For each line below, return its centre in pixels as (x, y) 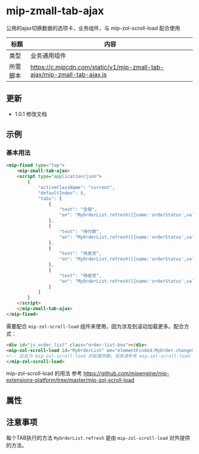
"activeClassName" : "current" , (76, 187)
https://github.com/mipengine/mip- (126, 373)
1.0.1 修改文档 (31, 114)
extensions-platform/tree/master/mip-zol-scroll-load (70, 380)
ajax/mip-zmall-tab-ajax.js (69, 74)
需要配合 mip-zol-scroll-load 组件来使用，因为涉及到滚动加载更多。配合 (95, 326)
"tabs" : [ (50, 199)
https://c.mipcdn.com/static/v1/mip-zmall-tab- (97, 67)
